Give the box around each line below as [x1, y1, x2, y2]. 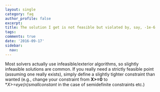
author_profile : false [5, 16, 51, 21]
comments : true [5, 34, 36, 39]
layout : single [5, 7, 36, 12]
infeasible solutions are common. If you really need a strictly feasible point [5, 66, 154, 72]
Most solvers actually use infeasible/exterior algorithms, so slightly [5, 61, 139, 67]
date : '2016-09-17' [5, 39, 45, 44]
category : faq [5, 12, 34, 16]
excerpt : [5, 20, 23, 26]
